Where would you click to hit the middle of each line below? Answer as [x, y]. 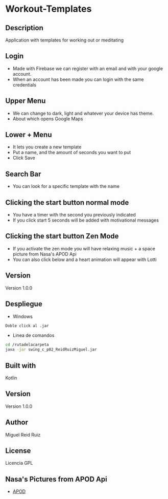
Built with [21, 366]
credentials [25, 84]
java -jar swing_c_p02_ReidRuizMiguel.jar [51, 350]
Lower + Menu [29, 135]
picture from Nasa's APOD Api [44, 254]
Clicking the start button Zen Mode [62, 236]
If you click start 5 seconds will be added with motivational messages [86, 220]
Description [24, 28]
